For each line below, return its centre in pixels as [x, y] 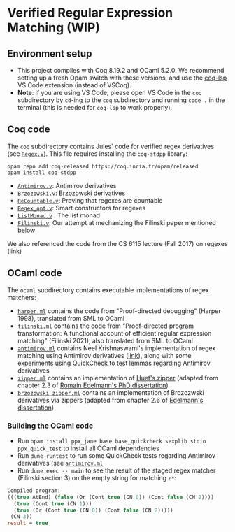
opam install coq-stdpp [42, 173]
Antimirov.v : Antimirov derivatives [67, 185]
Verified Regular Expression [90, 13]
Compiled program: [34, 491]
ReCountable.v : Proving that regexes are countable [90, 200]
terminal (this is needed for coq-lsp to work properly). [95, 107]
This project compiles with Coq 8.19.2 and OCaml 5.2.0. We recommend [121, 70]
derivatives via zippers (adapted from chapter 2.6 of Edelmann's [110, 400]
